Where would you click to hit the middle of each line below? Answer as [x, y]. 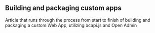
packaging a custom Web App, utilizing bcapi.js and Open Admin [71, 25]
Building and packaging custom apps [63, 8]
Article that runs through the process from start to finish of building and [78, 20]
